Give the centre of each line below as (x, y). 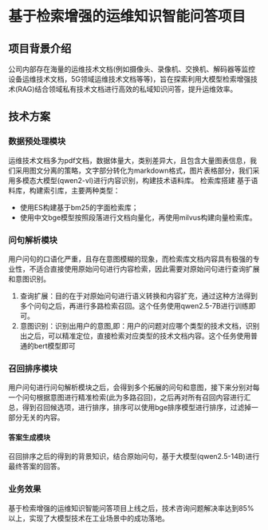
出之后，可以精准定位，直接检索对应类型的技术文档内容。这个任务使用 (135, 336)
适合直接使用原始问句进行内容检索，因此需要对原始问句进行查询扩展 (148, 269)
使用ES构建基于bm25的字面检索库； (79, 207)
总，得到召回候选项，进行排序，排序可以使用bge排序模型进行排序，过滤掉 (130, 408)
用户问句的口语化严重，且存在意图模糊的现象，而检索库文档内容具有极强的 (130, 259)
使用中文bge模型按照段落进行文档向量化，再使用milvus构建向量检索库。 (138, 217)
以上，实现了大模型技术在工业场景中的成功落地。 (89, 518)
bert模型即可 (55, 345)
